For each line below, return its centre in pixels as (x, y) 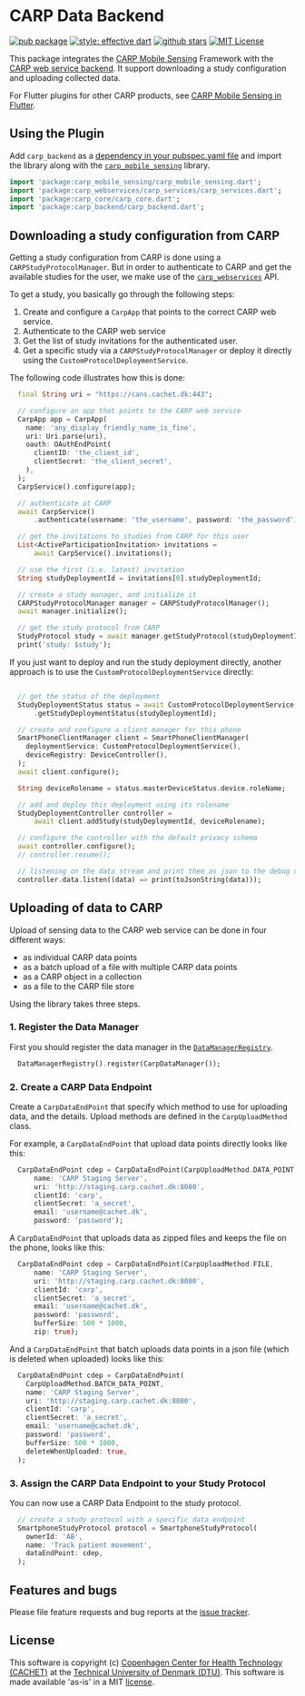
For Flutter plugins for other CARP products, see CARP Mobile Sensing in (145, 95)
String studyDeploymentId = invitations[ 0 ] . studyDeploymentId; (139, 578)
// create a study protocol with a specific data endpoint (132, 1519)
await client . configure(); (69, 772)
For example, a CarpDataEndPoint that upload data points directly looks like (148, 1143)
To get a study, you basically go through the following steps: (122, 294)
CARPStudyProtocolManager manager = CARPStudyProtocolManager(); (144, 603)
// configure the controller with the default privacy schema (138, 838)
